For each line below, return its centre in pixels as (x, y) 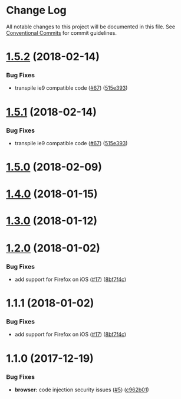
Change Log (36, 10)
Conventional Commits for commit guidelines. (61, 32)
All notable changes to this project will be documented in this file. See (91, 27)
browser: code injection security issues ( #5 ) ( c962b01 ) (82, 390)
